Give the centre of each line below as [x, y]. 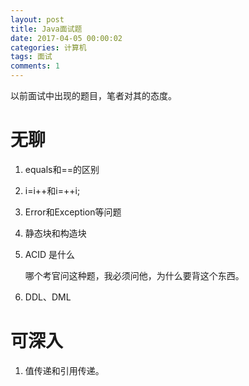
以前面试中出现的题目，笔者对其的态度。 [93, 95]
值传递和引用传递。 [64, 370]
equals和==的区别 [62, 169]
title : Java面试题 [46, 29]
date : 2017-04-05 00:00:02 [66, 38]
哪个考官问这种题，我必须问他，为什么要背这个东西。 [134, 275]
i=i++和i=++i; [52, 190]
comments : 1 [35, 66]
